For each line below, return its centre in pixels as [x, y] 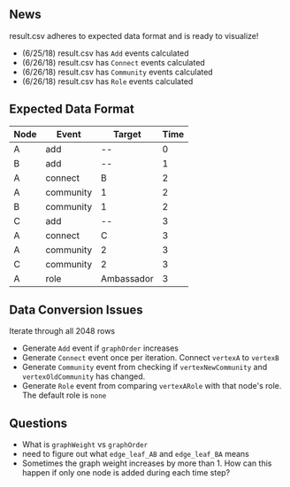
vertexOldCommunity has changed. [84, 376]
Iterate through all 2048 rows [62, 331]
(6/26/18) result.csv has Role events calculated [107, 81]
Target [127, 134]
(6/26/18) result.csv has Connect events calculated [113, 62]
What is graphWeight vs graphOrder [85, 444]
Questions [38, 423]
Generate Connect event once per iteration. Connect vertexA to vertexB [151, 358]
